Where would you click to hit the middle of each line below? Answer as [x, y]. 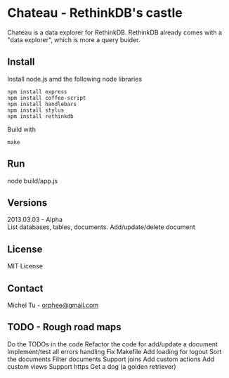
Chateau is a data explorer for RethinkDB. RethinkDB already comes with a [115, 32]
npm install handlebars [42, 104]
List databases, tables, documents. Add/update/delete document [101, 227]
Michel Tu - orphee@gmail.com [53, 305]
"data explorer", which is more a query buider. [74, 39]
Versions [27, 203]
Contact [25, 288]
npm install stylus [36, 110]
